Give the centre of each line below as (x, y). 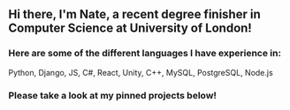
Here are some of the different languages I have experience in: (145, 54)
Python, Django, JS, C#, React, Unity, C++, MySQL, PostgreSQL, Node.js (141, 72)
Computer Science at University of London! (130, 29)
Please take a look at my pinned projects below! (113, 95)
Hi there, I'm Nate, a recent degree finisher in (135, 15)
